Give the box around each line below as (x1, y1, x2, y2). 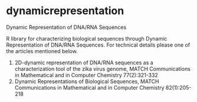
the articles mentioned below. (6, 47, 78, 54)
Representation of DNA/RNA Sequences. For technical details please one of (6, 41, 191, 48)
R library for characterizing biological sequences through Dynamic (6, 35, 168, 42)
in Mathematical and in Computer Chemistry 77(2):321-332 (14, 71, 158, 78)
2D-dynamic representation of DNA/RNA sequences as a (14, 59, 153, 66)
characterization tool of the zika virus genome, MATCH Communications (14, 65, 191, 72)
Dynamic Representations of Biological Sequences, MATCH (14, 78, 159, 85)
